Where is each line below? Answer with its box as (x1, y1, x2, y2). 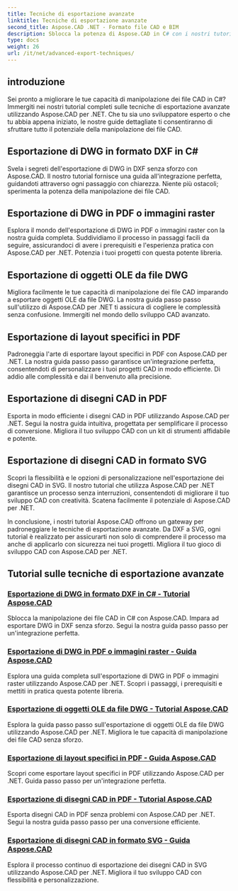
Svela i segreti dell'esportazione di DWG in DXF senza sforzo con (7, 164, 198, 173)
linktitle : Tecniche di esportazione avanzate (7, 17, 147, 24)
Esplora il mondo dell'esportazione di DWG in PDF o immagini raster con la (7, 226, 225, 234)
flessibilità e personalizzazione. (7, 875, 99, 884)
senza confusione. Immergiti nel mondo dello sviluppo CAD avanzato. (7, 311, 210, 319)
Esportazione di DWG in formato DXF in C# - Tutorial (7, 589, 191, 599)
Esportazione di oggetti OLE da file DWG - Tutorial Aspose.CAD (7, 704, 229, 714)
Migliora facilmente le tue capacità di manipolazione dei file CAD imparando (7, 288, 229, 297)
